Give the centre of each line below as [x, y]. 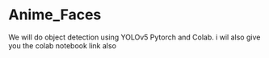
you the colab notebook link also [63, 45]
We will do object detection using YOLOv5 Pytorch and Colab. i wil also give [134, 37]
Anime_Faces [55, 15]
